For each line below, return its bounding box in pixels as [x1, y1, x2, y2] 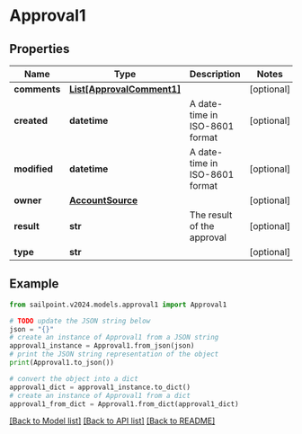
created [13, 114, 48, 127]
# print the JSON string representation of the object [9, 350, 219, 359]
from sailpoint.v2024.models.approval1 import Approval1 [9, 300, 227, 309]
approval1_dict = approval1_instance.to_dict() [9, 383, 191, 392]
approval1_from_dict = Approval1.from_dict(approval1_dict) [9, 399, 240, 409]
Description [189, 68, 241, 80]
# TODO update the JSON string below [9, 316, 151, 325]
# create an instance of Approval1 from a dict [9, 391, 191, 400]
